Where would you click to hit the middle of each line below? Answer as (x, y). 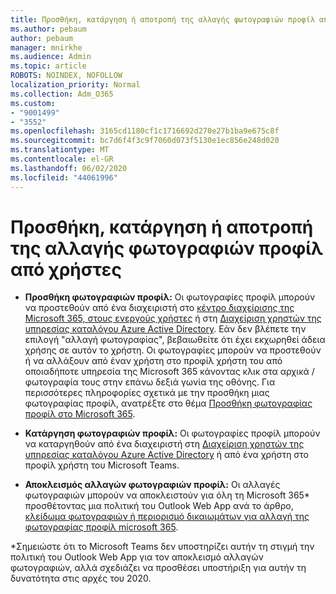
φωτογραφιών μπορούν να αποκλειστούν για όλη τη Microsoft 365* (167, 495)
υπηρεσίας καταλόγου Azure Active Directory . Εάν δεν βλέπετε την (165, 329)
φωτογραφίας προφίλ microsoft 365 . (101, 527)
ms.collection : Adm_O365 (62, 94)
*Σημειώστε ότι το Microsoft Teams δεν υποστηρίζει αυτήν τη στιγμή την (162, 547)
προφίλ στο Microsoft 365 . (80, 414)
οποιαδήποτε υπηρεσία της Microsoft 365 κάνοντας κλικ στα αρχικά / (169, 372)
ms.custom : (33, 103)
